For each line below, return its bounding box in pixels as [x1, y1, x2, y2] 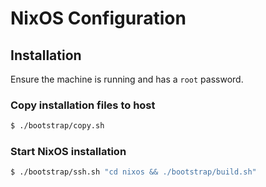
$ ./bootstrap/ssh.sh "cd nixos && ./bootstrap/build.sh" [10, 167, 257, 177]
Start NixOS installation [10, 145, 127, 159]
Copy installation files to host [10, 98, 156, 112]
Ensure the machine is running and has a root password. [10, 73, 244, 85]
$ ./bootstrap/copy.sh [10, 121, 105, 131]
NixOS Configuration [10, 7, 187, 30]
